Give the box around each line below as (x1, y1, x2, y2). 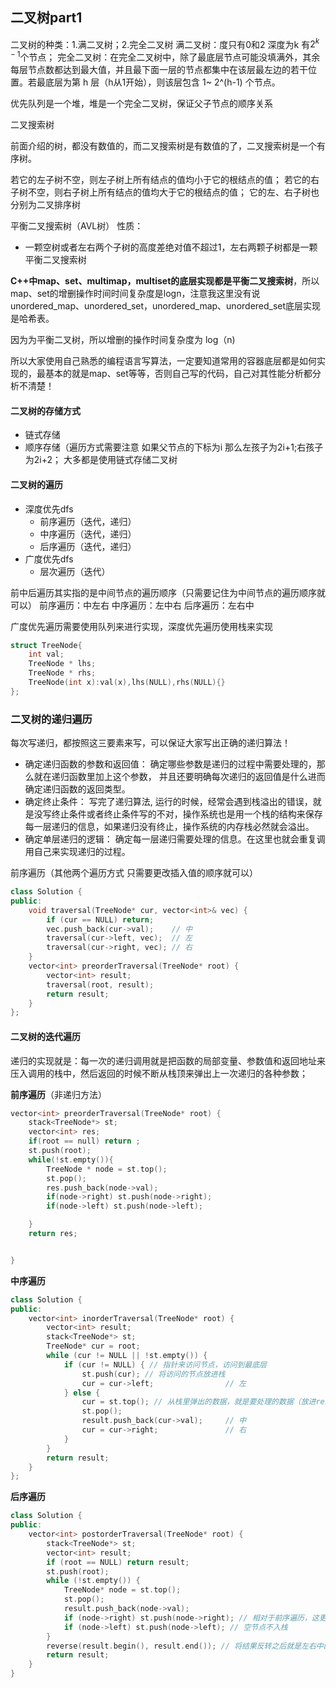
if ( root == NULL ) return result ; (46, 1557, 190, 1567)
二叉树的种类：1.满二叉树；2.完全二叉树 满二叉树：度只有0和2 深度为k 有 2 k (10, 36, 320, 50)
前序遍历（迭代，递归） (39, 515, 137, 527)
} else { (63, 1388, 101, 1398)
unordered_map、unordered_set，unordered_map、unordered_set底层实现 (10, 300, 322, 312)
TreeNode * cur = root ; (46, 1341, 141, 1352)
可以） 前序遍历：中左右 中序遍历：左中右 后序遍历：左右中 (10, 599, 255, 611)
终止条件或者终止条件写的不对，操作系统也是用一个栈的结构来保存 (51, 808, 323, 820)
